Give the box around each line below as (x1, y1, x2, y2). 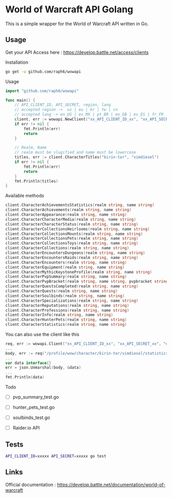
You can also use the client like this (5, 331, 79, 337)
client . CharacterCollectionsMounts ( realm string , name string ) (5, 231, 143, 236)
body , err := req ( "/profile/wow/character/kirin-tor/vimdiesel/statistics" (5, 351, 170, 356)
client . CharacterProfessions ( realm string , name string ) (5, 307, 130, 313)
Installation (5, 59, 29, 65)
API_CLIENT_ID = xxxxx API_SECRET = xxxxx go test (5, 454, 106, 459)
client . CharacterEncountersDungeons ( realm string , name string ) (5, 250, 145, 255)
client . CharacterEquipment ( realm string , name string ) (5, 265, 125, 270)
